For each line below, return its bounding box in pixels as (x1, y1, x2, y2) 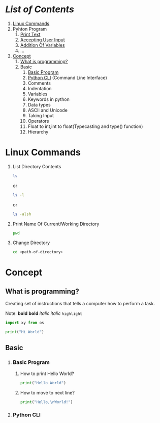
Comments (27, 80, 51, 86)
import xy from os (5, 320, 44, 326)
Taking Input (27, 112, 54, 118)
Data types (27, 101, 51, 108)
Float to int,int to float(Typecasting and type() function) (27, 123, 143, 129)
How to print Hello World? (20, 371, 75, 377)
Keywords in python (27, 96, 70, 102)
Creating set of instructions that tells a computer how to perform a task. (5, 301, 155, 307)
